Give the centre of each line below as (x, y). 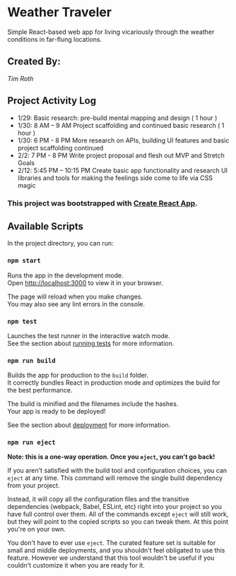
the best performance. (40, 390)
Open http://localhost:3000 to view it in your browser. (85, 282)
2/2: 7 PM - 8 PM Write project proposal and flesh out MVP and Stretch (121, 155)
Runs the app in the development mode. (65, 275)
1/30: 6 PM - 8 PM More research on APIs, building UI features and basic (123, 140)
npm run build (31, 360)
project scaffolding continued (60, 148)
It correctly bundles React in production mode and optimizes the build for (114, 383)
